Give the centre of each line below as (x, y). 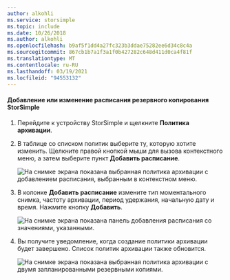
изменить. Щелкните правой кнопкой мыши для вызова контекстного (120, 151)
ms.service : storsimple (41, 20)
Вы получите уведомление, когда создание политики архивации (112, 241)
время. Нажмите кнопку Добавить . (70, 207)
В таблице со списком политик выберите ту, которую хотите (106, 143)
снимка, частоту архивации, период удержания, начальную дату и (116, 199)
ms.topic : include (33, 26)
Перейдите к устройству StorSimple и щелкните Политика (103, 122)
